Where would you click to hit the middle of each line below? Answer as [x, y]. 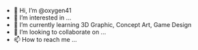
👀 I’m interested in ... [42, 18]
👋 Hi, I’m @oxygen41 [42, 10]
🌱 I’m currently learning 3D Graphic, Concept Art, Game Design [102, 25]
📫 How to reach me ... [45, 40]
